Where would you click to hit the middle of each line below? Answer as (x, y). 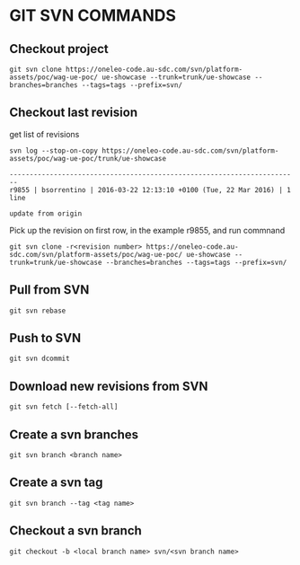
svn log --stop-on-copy (54, 150)
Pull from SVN (49, 290)
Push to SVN (45, 338)
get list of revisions (44, 134)
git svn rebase (38, 311)
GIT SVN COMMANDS (93, 16)
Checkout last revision (73, 113)
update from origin (46, 213)
